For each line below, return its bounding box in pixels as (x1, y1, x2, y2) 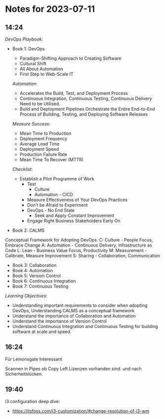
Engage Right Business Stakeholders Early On (27, 218, 121, 223)
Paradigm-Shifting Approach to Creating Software (19, 55, 122, 61)
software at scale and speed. (12, 329, 72, 335)
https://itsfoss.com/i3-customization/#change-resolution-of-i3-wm (12, 408, 150, 414)
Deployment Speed (19, 146, 59, 152)
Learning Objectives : (5, 293, 48, 298)
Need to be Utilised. (19, 101, 60, 107)
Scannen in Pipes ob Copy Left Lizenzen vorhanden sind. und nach (5, 366, 142, 372)
